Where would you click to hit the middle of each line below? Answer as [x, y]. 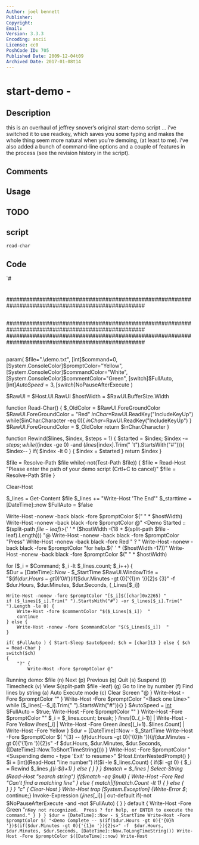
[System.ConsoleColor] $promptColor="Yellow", [65, 366]
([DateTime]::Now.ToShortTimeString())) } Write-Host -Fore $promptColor [96, 750]
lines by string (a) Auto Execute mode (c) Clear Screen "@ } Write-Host [94, 693]
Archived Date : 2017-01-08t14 [44, 61]
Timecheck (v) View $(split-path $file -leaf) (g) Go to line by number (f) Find [100, 686]
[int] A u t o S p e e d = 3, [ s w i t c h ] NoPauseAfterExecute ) [69, 385]
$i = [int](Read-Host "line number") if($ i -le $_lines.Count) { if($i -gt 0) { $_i [99, 762]
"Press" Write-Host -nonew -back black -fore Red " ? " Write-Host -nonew [98, 542]
